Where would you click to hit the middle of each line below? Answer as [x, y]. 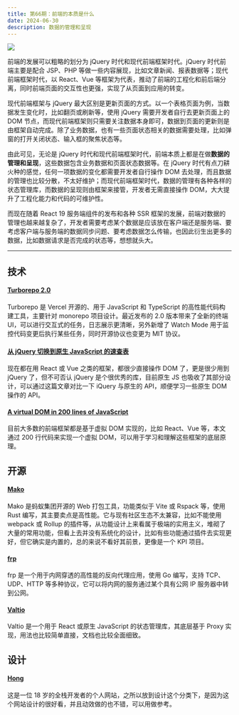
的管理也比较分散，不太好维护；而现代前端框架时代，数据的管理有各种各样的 [119, 181]
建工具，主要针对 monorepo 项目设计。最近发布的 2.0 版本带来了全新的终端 [118, 316]
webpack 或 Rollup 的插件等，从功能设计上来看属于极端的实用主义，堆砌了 [117, 524]
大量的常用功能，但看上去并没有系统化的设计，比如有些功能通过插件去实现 [116, 533]
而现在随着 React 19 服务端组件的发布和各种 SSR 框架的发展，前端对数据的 [117, 213]
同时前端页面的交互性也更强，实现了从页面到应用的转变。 [104, 88]
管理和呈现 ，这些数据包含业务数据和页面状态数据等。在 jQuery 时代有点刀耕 [118, 163]
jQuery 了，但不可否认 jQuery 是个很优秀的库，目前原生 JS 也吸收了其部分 [116, 377]
